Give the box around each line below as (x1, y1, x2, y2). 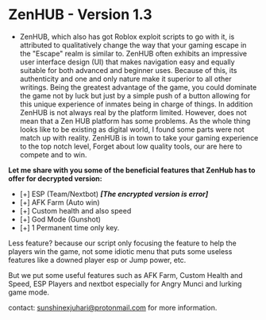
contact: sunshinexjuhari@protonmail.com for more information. (8, 303, 218, 312)
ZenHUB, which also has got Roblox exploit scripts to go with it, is (19, 32, 235, 41)
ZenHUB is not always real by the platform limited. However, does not (19, 107, 247, 117)
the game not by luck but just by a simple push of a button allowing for (19, 91, 251, 100)
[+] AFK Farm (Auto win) (19, 197, 100, 207)
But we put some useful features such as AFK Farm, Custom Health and (8, 270, 244, 280)
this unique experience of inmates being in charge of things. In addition (19, 99, 253, 109)
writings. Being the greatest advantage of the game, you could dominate (19, 82, 257, 92)
